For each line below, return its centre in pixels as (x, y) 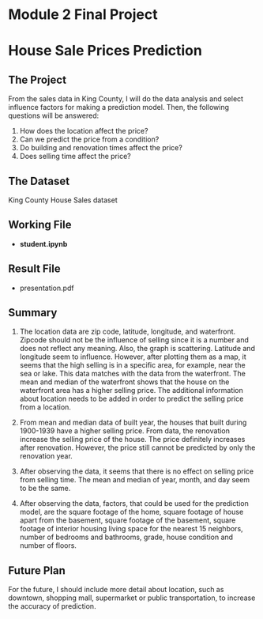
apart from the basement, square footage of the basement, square (128, 520)
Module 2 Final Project (83, 15)
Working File (40, 225)
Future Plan (37, 570)
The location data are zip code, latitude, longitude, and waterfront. (128, 332)
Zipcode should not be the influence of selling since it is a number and (134, 340)
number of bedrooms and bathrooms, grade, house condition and (126, 537)
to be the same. (45, 489)
